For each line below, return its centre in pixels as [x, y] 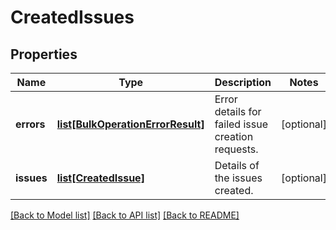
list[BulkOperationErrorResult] [130, 124]
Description [243, 82]
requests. [236, 149]
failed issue [241, 124]
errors [30, 124]
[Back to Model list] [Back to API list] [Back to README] [125, 215]
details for [238, 111]
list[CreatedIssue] [100, 178]
